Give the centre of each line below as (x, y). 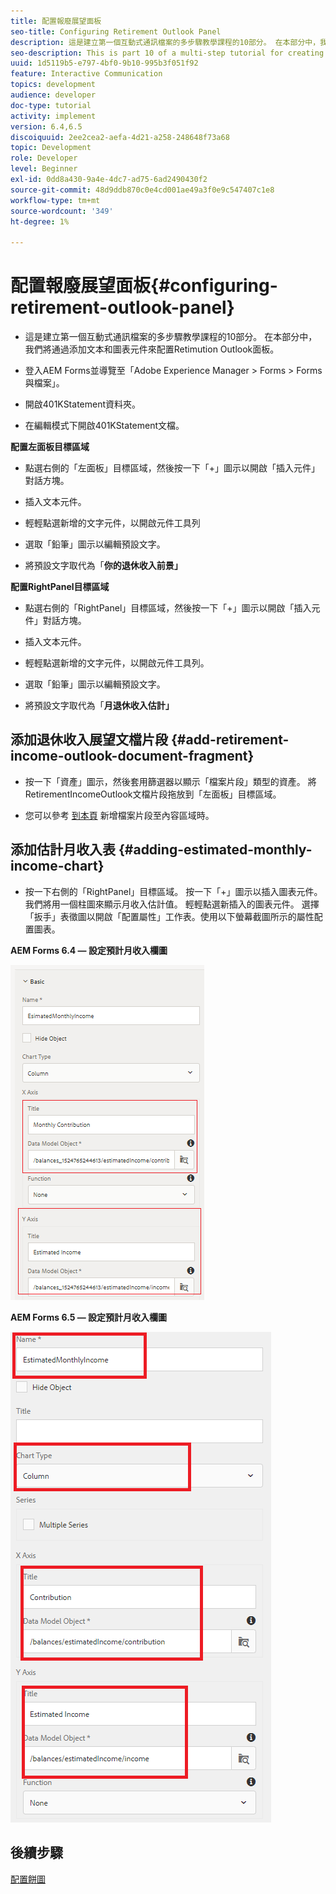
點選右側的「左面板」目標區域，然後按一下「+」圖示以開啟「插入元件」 (172, 468)
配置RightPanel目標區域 (60, 587)
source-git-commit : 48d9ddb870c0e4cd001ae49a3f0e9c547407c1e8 (142, 190)
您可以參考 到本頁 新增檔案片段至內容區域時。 (119, 815)
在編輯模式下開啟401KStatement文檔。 (104, 426)
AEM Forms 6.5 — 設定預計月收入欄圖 (89, 1317)
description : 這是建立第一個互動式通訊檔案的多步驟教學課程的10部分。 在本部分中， (165, 42)
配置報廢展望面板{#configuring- (144, 286)
